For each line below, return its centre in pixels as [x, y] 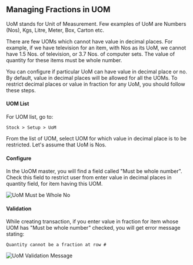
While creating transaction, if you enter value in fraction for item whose [92, 222]
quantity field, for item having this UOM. [54, 184]
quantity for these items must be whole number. [64, 60]
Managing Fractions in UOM [58, 10]
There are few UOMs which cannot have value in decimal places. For [89, 41]
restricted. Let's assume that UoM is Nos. [56, 145]
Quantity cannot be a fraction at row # [56, 245]
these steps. [21, 90]
